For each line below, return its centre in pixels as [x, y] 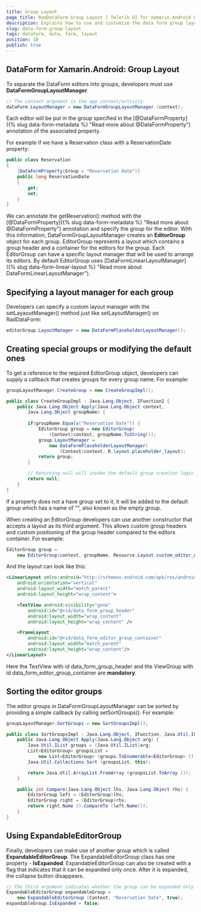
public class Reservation [38, 160]
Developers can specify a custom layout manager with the [78, 307]
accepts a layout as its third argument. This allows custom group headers [97, 526]
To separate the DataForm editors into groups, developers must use [90, 84]
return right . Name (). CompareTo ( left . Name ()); [88, 806]
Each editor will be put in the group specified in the [69, 118]
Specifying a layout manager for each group [90, 292]
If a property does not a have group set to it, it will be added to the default [97, 501]
